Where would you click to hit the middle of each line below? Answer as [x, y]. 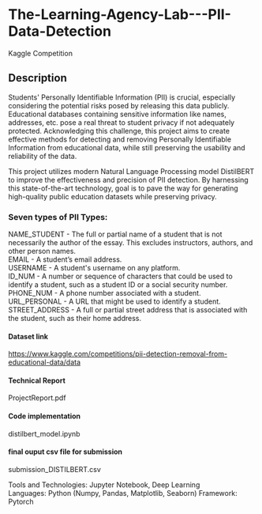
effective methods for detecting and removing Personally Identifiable [120, 139]
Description [37, 78]
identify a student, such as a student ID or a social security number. [118, 285]
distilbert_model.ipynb [44, 433]
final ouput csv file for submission [65, 452]
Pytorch [21, 501]
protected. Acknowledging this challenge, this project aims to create [119, 130]
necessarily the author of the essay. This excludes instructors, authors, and [131, 243]
